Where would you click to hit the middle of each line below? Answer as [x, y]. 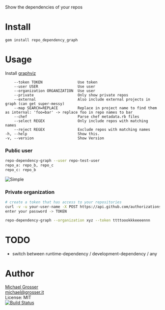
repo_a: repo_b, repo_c [29, 165]
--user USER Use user [55, 86]
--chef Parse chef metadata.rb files [77, 117]
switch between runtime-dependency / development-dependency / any [84, 253]
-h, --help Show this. [52, 134]
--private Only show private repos [71, 95]
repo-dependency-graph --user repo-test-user [52, 161]
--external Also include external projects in [82, 99]
